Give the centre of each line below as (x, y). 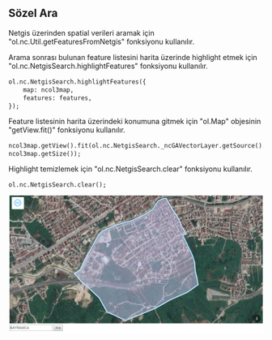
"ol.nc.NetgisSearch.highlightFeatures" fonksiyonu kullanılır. (108, 66)
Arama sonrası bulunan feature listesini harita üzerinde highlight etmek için (133, 57)
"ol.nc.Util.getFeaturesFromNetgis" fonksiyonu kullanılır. (102, 41)
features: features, (57, 98)
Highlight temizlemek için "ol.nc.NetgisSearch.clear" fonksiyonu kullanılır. (130, 169)
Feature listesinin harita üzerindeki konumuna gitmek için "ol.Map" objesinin (135, 121)
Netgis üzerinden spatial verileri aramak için (82, 32)
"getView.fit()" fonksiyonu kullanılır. (67, 130)
